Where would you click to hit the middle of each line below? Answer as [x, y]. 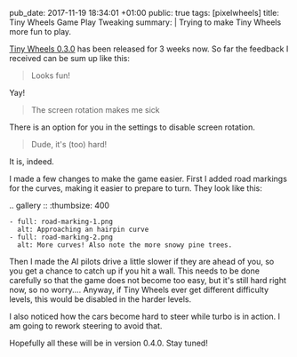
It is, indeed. [32, 162]
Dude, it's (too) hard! [69, 144]
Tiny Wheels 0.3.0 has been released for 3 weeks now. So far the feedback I [149, 49]
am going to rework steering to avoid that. [86, 326]
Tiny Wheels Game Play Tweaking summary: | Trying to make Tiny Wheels [145, 22]
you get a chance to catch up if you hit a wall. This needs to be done [135, 271]
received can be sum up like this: [70, 58]
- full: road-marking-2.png [61, 237]
